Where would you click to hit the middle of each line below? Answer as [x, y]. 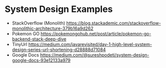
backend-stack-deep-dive [39, 39]
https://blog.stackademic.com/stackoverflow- [114, 23]
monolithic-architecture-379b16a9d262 [53, 28]
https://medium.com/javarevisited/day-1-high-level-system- [90, 44]
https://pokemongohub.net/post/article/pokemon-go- [96, 33]
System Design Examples [59, 9]
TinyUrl [20, 44]
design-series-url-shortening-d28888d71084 [59, 49]
